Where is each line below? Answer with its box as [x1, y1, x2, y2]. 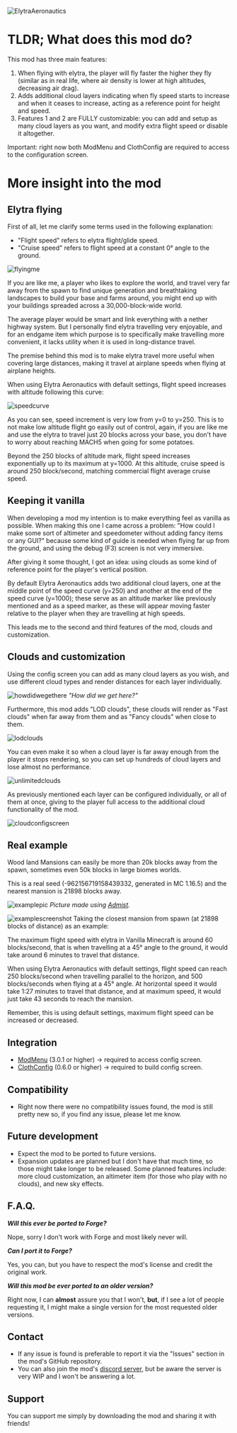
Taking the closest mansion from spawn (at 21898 [73, 914, 219, 923]
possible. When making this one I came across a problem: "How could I [7, 521, 216, 529]
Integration [7, 1036, 58, 1048]
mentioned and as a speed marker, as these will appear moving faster [7, 601, 211, 610]
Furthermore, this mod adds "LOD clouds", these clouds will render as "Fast [7, 705, 229, 713]
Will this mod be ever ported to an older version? [7, 1281, 154, 1290]
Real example [7, 839, 69, 851]
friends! [7, 1420, 30, 1428]
